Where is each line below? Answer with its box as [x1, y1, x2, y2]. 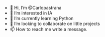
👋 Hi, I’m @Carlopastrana [9, 5, 62, 10]
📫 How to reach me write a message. [9, 26, 88, 32]
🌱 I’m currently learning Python [9, 15, 74, 21]
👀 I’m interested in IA [9, 10, 53, 16]
